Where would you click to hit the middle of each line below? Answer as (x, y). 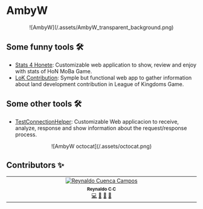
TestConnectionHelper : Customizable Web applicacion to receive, (97, 121)
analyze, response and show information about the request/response (101, 128)
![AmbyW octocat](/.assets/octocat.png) (101, 146)
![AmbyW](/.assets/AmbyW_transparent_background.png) (101, 27)
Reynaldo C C (101, 189)
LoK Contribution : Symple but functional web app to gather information (103, 78)
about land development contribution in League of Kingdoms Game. (99, 84)
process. (26, 134)
